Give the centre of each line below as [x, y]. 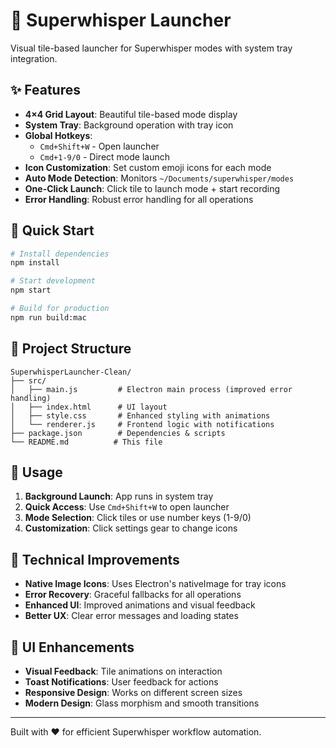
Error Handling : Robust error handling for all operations [139, 199]
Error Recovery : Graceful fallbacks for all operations [133, 595]
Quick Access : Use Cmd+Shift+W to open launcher [127, 507]
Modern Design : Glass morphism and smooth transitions [142, 703]
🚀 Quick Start [52, 230]
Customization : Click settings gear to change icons [131, 528]
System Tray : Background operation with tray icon [129, 125]
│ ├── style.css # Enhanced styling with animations [140, 415]
